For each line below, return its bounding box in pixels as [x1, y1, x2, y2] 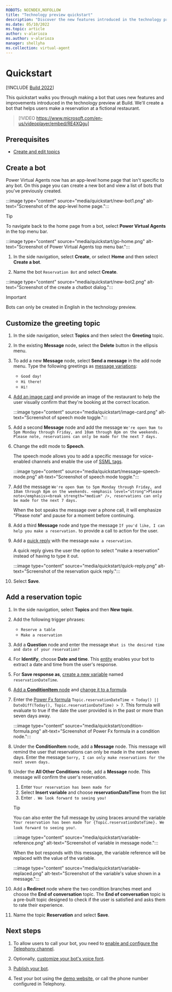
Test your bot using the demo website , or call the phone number [13, 975, 149, 981]
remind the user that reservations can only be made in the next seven [13, 748, 160, 755]
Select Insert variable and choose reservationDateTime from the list [20, 789, 166, 795]
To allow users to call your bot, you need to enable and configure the [13, 940, 158, 946]
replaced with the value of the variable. [13, 855, 96, 861]
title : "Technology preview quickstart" [6, 12, 93, 17]
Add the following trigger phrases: [13, 616, 86, 622]
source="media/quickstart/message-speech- [65, 468, 161, 474]
